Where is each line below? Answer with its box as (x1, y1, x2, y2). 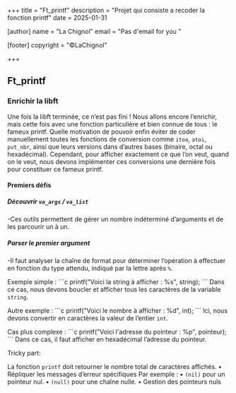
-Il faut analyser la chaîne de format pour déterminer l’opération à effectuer (7, 257, 226, 265)
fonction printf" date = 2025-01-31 (7, 13, 107, 22)
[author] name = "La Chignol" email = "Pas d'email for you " (7, 28, 182, 35)
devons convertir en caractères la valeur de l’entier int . (7, 314, 168, 322)
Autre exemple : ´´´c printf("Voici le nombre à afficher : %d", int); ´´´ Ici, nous (7, 307, 228, 315)
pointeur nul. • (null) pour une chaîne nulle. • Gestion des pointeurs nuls (7, 377, 221, 386)
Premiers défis (7, 181, 52, 189)
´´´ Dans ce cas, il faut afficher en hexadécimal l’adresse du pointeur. (7, 335, 207, 344)
